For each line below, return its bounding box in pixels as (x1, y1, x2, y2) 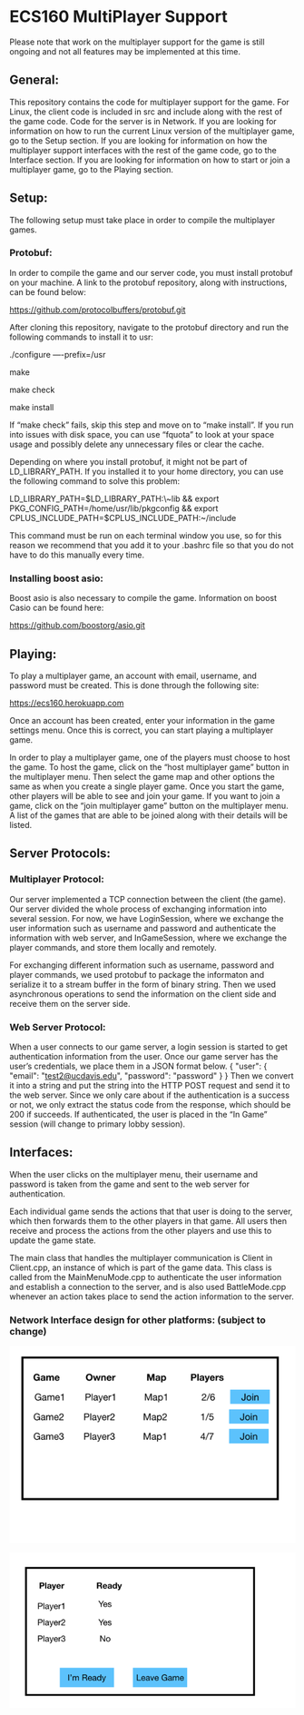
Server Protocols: (9, 846, 111, 862)
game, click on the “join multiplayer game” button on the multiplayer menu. (9, 800, 289, 811)
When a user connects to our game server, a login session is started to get (9, 1041, 289, 1052)
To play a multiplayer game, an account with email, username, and (9, 670, 257, 681)
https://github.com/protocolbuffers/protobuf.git (9, 304, 186, 315)
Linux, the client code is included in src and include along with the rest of (9, 106, 283, 117)
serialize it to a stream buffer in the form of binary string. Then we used (9, 979, 277, 990)
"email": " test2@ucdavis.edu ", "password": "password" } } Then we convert (9, 1069, 294, 1081)
